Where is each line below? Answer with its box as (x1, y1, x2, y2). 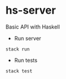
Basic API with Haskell (5, 23, 60, 30)
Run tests (14, 56, 38, 64)
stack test (5, 68, 33, 74)
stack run (5, 46, 30, 52)
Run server (14, 34, 42, 42)
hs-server (5, 4, 56, 17)
